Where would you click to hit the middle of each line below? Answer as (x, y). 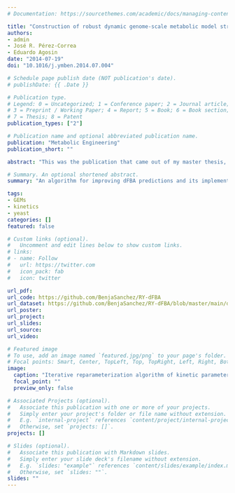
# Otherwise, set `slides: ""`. (58, 472)
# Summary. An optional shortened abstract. (73, 175)
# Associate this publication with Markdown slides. (89, 452)
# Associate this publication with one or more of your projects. (109, 407)
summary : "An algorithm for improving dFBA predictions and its (103, 181)
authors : (20, 33)
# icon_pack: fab (36, 271)
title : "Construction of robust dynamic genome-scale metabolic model (112, 26)
